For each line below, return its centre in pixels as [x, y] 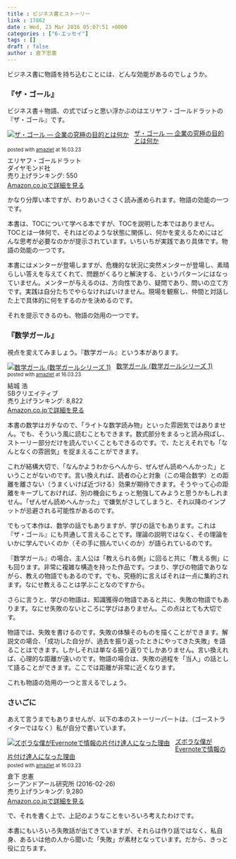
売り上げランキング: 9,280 [45, 791]
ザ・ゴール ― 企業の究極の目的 [179, 133]
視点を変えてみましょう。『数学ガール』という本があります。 [95, 352]
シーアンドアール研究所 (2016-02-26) [61, 784]
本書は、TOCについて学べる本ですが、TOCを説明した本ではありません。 [113, 224]
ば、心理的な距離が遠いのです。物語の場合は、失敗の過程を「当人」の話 [112, 659]
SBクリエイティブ [33, 393]
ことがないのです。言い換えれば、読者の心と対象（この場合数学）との [121, 475]
